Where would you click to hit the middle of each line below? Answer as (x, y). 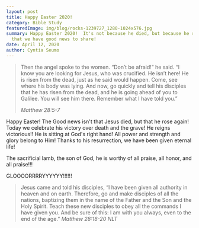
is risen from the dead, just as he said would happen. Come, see (99, 79)
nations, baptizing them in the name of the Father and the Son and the (106, 200)
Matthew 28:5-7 (40, 110)
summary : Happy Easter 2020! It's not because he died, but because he (98, 34)
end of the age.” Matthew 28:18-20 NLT (69, 219)
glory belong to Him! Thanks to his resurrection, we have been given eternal (99, 140)
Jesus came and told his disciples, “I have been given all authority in (104, 187)
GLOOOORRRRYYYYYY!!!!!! (39, 176)
